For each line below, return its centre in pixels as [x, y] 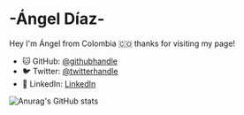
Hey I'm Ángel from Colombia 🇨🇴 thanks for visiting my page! [122, 43]
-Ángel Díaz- [57, 19]
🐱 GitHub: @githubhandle [69, 61]
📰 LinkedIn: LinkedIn [59, 83]
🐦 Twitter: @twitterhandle [70, 71]
